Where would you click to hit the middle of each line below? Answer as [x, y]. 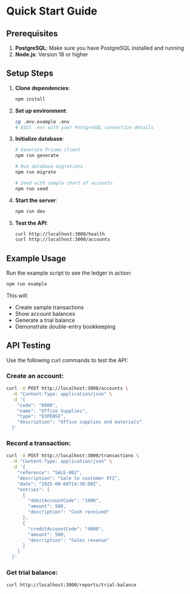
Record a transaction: [39, 443]
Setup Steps [30, 73]
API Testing [28, 346]
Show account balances [45, 314]
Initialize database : [39, 139]
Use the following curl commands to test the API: [67, 360]
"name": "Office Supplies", [52, 411]
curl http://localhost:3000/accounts [63, 240]
